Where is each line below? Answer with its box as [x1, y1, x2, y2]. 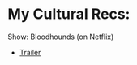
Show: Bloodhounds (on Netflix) [7, 32, 114, 41]
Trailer [19, 47, 41, 57]
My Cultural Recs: [7, 5, 131, 24]
